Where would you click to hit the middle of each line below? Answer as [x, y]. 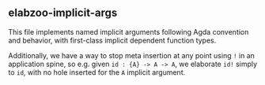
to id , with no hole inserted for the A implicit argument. [97, 72]
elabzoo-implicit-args [63, 13]
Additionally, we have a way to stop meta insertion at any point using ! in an [132, 55]
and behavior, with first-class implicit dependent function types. [112, 40]
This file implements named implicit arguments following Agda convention [129, 31]
